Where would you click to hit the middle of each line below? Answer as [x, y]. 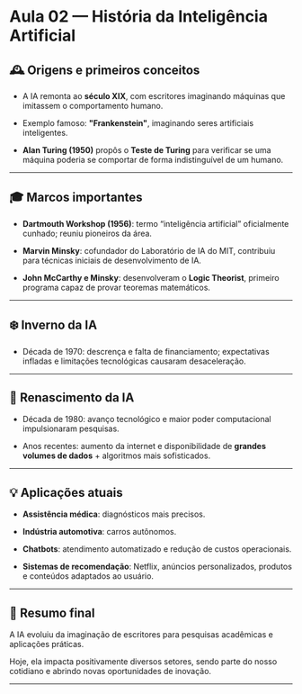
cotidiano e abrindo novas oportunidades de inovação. [111, 671]
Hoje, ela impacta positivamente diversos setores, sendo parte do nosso [143, 662]
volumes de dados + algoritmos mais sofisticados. [116, 455]
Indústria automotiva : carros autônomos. [99, 532]
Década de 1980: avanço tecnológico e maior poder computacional [147, 419]
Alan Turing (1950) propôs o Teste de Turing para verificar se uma [147, 150]
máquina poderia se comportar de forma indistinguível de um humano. [153, 160]
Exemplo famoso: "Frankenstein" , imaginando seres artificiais [138, 123]
